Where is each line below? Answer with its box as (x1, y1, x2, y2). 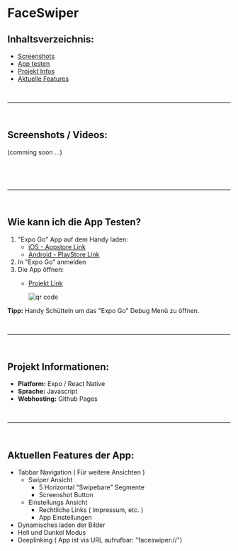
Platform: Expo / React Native (17, 380, 106, 388)
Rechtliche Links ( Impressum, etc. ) (38, 506, 144, 514)
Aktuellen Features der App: (7, 449, 135, 461)
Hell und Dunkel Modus (17, 528, 86, 537)
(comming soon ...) (7, 147, 62, 157)
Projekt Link (28, 278, 63, 288)
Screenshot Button (38, 491, 93, 499)
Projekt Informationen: (7, 361, 110, 373)
